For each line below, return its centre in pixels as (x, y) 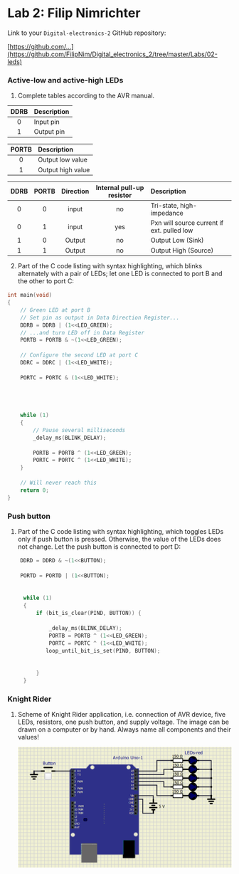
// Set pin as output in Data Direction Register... (100, 317)
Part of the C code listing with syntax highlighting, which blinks (110, 266)
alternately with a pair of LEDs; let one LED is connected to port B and (120, 274)
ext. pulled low (172, 231)
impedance (167, 213)
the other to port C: (46, 281)
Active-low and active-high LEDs (65, 80)
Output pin (49, 132)
